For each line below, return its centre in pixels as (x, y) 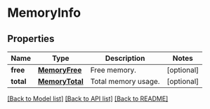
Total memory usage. (125, 81)
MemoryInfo (44, 13)
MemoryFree (60, 70)
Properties (31, 39)
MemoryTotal (61, 81)
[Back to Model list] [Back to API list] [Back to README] (88, 99)
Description (125, 58)
